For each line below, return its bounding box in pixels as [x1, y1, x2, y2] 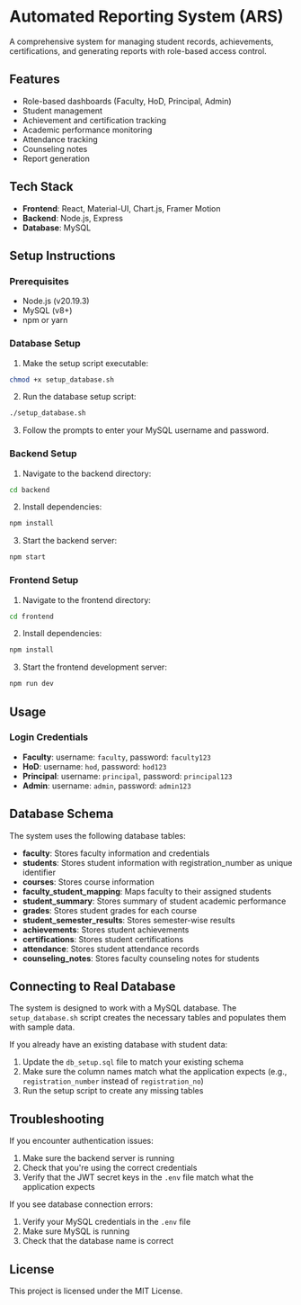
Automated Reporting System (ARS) [9, 6, 284, 27]
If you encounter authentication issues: [9, 1136, 155, 1147]
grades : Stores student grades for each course [22, 904, 198, 915]
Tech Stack [9, 179, 74, 194]
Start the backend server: [22, 535, 118, 546]
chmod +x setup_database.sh [9, 375, 115, 384]
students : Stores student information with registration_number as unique [22, 857, 293, 868]
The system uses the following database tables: [9, 830, 186, 841]
